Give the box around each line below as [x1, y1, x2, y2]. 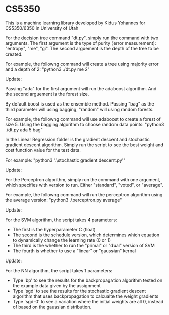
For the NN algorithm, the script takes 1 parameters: [5, 267, 113, 273]
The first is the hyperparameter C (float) [12, 226, 96, 232]
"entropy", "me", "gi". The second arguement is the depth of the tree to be [5, 45, 159, 51]
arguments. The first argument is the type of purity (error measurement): [5, 40, 156, 46]
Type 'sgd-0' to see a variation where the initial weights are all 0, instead [12, 298, 164, 304]
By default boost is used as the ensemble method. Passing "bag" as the [5, 100, 155, 107]
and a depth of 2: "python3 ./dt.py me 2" [5, 66, 90, 72]
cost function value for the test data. [5, 147, 81, 153]
